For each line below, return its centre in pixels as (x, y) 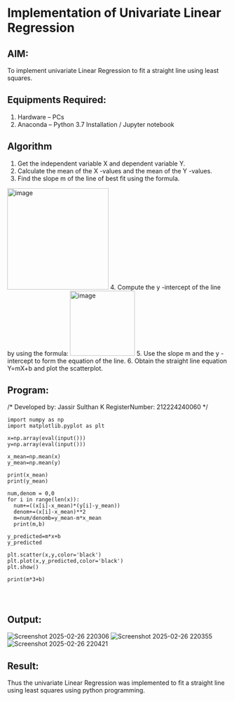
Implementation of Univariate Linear (115, 13)
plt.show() (23, 567)
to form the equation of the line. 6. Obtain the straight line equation (131, 361)
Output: (25, 619)
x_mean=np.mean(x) (34, 457)
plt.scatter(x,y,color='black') (54, 555)
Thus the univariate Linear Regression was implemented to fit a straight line (116, 683)
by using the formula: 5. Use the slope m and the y (113, 353)
